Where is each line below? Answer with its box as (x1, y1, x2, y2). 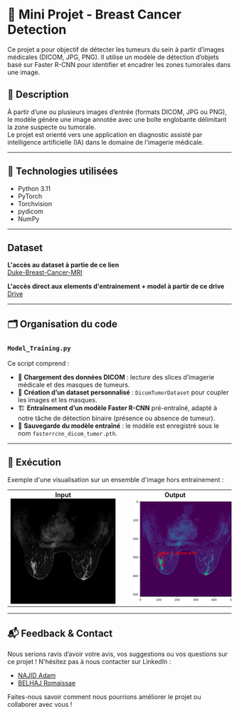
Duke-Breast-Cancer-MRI (7, 268, 83, 277)
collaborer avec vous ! (7, 700, 73, 709)
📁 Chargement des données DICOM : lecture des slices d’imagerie (17, 373, 215, 382)
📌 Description (7, 88, 69, 101)
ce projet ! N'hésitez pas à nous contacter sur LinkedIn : (7, 658, 171, 666)
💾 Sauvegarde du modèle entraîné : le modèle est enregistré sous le (17, 422, 219, 430)
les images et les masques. (17, 396, 97, 404)
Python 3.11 (17, 184, 51, 193)
